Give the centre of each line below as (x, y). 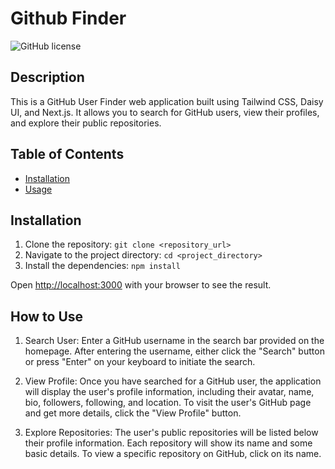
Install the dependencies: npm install (102, 266)
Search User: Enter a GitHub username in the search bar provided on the (174, 341)
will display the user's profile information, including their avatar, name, (169, 392)
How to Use (47, 316)
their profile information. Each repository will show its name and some (168, 443)
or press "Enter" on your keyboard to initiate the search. (140, 362)
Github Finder (68, 18)
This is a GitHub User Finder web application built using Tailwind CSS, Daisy (167, 101)
